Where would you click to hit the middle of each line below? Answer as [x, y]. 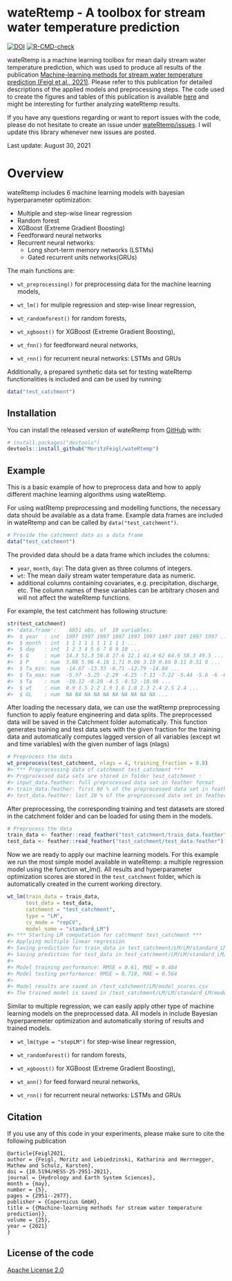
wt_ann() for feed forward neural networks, [78, 1082]
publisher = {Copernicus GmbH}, [54, 1202]
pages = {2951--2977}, [40, 1196]
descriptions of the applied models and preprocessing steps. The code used [116, 89]
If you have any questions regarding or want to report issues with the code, [114, 117]
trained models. [29, 1028]
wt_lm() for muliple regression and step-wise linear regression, [107, 305]
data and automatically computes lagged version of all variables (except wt [114, 737]
